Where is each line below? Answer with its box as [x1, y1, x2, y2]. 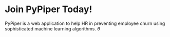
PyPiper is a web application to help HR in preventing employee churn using [5, 20, 165, 26]
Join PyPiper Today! [5, 4, 92, 15]
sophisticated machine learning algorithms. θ [5, 25, 101, 31]
